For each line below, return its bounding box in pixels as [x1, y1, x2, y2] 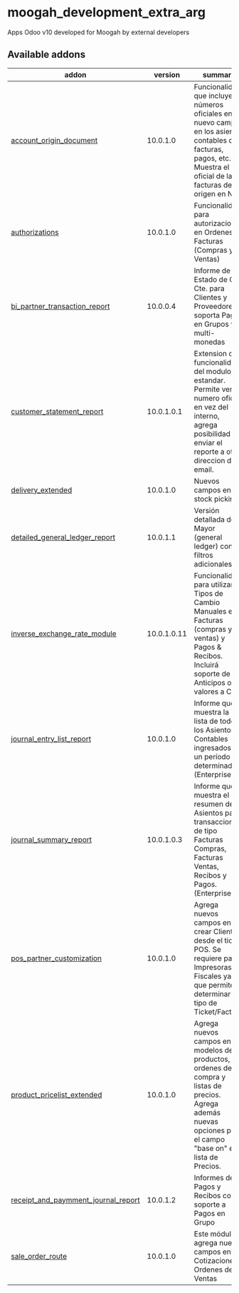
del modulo [193, 366, 232, 376]
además [193, 1107, 221, 1117]
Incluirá [193, 659, 219, 669]
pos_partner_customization [11, 953, 102, 963]
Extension [193, 348, 228, 358]
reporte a [193, 447, 225, 457]
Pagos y [193, 1182, 221, 1192]
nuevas [193, 1116, 218, 1126]
